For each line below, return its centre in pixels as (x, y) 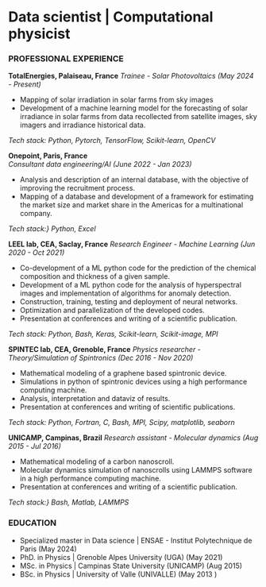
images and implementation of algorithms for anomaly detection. (125, 293)
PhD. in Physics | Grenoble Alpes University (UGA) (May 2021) (121, 557)
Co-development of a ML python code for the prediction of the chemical (138, 268)
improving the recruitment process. (77, 188)
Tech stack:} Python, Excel (52, 229)
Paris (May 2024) (48, 549)
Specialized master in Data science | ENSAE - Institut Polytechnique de (136, 540)
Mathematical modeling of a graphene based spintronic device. (123, 373)
